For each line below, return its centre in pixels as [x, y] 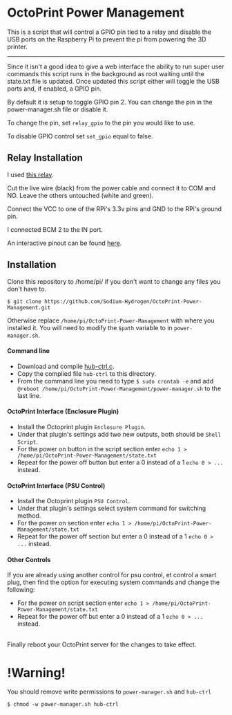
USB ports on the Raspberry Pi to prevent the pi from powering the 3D [107, 39]
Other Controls [29, 559]
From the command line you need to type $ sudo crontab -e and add [115, 381]
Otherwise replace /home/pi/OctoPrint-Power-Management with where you [111, 320]
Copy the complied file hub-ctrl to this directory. [87, 373]
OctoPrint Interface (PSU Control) [56, 485]
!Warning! [36, 672]
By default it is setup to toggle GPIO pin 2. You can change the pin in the [110, 102]
